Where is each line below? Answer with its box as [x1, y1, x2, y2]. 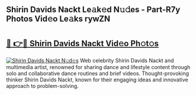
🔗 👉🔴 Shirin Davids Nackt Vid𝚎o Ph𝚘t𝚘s [6, 38, 159, 48]
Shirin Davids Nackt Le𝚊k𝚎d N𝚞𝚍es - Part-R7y [6, 5, 181, 15]
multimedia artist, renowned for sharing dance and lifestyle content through [6, 64, 191, 70]
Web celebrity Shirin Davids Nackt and [79, 57, 174, 64]
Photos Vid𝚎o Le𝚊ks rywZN [6, 14, 111, 24]
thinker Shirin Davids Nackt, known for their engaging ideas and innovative [6, 76, 188, 83]
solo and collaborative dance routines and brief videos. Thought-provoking [6, 70, 189, 77]
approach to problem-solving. [6, 83, 79, 89]
